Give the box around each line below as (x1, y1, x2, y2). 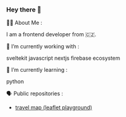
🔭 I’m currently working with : (6, 43, 80, 50)
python (6, 78, 24, 85)
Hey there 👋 (6, 5, 41, 14)
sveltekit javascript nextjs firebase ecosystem (6, 54, 121, 62)
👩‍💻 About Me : (6, 19, 42, 27)
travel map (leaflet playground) (15, 104, 93, 111)
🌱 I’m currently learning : (6, 66, 68, 74)
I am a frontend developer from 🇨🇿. (6, 31, 97, 38)
